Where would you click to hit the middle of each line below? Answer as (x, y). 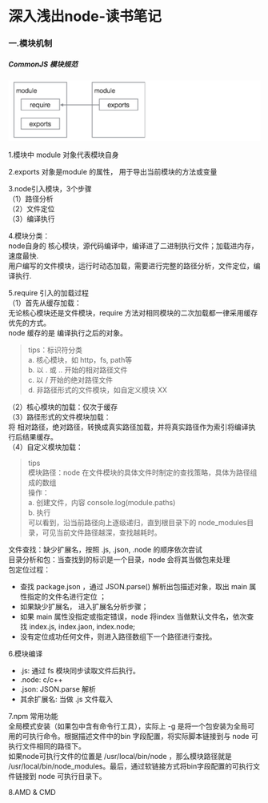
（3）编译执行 (32, 219)
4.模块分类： (29, 235)
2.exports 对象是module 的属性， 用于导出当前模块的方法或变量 (113, 171)
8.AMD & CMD (32, 792)
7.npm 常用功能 (33, 716)
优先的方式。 (29, 323)
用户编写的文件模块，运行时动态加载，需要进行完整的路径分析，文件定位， (131, 266)
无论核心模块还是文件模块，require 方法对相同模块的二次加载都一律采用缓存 (133, 312)
